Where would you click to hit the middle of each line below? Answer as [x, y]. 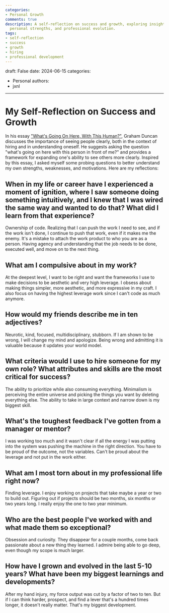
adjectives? [24, 323]
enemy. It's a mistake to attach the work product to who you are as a [76, 239]
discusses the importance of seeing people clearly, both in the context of [81, 141]
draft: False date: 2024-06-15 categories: [48, 71]
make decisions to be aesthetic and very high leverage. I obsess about [78, 283]
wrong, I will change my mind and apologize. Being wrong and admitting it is [84, 340]
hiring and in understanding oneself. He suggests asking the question [77, 147]
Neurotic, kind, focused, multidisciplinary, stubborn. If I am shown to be [79, 335]
